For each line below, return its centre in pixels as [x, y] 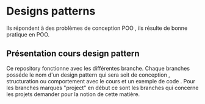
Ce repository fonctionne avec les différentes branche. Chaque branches [98, 68]
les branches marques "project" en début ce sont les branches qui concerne [103, 88]
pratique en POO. [28, 34]
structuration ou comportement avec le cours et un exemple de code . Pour [101, 81]
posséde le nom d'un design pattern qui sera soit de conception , [88, 75]
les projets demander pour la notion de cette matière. [73, 94]
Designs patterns [51, 11]
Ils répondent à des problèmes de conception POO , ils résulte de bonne [97, 28]
